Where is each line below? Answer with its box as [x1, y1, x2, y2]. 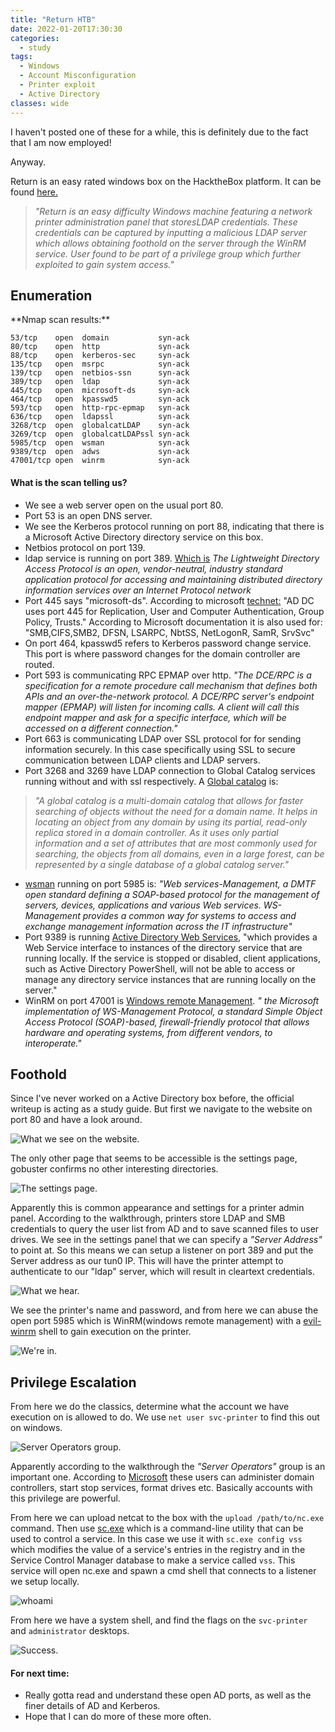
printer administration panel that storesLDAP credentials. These [34, 216, 298, 228]
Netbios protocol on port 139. [24, 541, 146, 553]
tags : [10, 52, 33, 62]
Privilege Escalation [10, 1374, 137, 1391]
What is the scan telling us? [10, 476, 128, 488]
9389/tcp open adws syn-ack [10, 447, 190, 457]
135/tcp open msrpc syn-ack [10, 359, 190, 370]
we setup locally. [10, 1576, 80, 1588]
